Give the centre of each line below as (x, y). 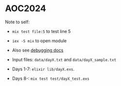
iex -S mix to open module (39, 41)
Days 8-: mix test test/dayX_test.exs (51, 78)
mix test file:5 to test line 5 (41, 31)
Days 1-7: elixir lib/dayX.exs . (43, 69)
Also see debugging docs (38, 50)
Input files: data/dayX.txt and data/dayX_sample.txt (64, 59)
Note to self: (17, 22)
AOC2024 (26, 9)
